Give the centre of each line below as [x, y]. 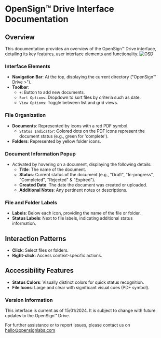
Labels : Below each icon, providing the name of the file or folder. [76, 213]
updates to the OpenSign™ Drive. [38, 316]
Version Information [29, 300]
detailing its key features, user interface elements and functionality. [72, 54]
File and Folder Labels [31, 202]
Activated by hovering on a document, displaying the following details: [82, 164]
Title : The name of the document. [53, 169]
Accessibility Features [39, 270]
